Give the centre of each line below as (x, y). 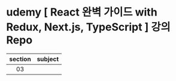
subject (48, 59)
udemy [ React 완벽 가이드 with (82, 12)
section (20, 59)
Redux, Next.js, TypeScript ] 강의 (88, 27)
